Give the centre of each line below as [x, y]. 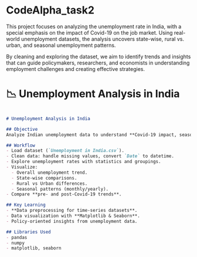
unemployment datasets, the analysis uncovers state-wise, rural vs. [103, 39]
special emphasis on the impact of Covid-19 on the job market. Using [89, 32]
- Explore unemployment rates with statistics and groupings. [84, 162]
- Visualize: [22, 167]
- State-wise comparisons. [44, 178]
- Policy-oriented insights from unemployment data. [72, 221]
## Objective [22, 129]
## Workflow [21, 145]
